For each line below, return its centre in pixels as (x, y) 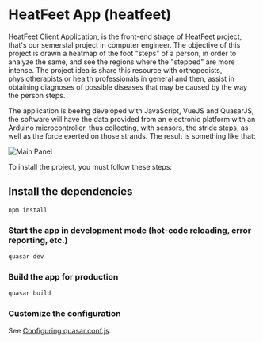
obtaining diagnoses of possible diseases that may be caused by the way (128, 87)
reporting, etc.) (38, 240)
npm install (28, 210)
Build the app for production (63, 276)
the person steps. (37, 95)
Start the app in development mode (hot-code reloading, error (130, 230)
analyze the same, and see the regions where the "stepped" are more (122, 62)
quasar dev (26, 256)
